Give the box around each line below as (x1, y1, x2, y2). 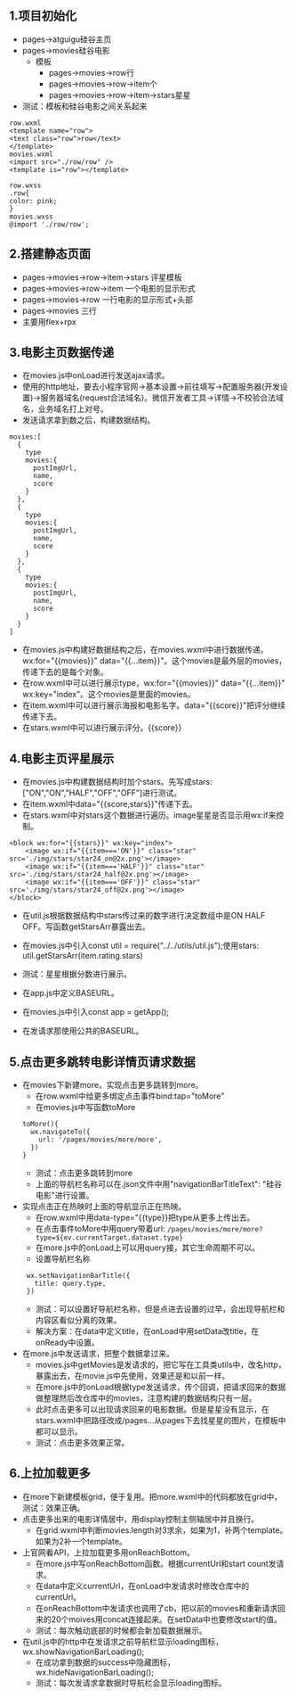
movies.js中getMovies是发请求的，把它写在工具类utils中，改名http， (35, 1359, 286, 1371)
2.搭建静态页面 (9, 246, 92, 261)
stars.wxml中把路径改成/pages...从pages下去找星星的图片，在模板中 (35, 1415, 286, 1426)
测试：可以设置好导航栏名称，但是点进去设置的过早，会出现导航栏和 (35, 1304, 285, 1314)
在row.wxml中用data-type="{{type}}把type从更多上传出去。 (35, 1212, 255, 1223)
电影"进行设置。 (35, 1190, 95, 1201)
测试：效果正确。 (21, 1502, 85, 1513)
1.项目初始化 (9, 8, 77, 24)
